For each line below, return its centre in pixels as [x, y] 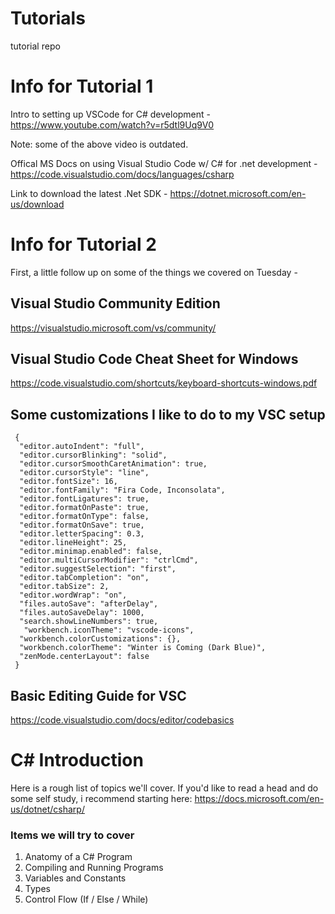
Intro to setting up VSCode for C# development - [111, 114]
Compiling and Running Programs [94, 868]
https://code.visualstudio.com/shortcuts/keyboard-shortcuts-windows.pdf [164, 383]
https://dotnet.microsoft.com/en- [238, 193]
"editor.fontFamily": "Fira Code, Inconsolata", [122, 490]
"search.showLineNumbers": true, [89, 622]
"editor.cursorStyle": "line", [84, 473]
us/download [37, 204]
